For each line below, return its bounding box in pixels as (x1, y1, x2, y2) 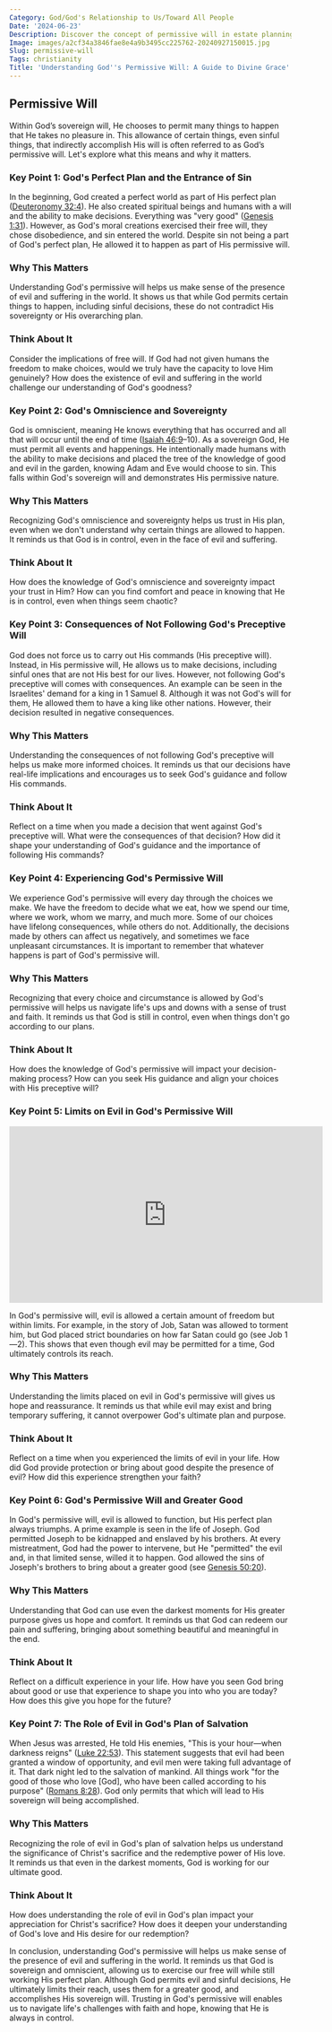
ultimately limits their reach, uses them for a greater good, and (9, 1984, 239, 1994)
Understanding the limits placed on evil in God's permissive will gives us (9, 1391, 276, 1402)
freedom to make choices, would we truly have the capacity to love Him (9, 362, 274, 373)
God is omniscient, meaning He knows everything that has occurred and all (9, 424, 286, 435)
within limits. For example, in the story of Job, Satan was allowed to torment (9, 1319, 289, 1330)
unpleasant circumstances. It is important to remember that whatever (9, 940, 264, 951)
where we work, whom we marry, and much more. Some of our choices (9, 911, 274, 922)
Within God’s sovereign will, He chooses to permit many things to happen (9, 120, 279, 131)
